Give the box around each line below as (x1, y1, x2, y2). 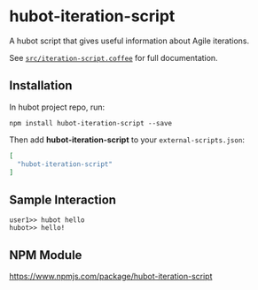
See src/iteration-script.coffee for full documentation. (9, 52, 219, 63)
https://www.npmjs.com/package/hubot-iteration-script (9, 271, 213, 281)
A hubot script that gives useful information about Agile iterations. (9, 35, 250, 46)
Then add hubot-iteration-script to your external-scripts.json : (9, 134, 246, 145)
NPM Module (9, 248, 82, 263)
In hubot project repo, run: (9, 102, 106, 112)
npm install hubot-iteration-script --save (9, 118, 173, 127)
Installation (9, 78, 73, 94)
